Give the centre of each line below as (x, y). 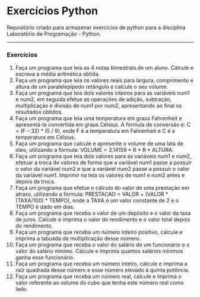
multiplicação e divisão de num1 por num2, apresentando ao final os (99, 106)
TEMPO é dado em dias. (45, 207)
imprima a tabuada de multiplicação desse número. (78, 239)
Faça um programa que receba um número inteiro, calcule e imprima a (101, 264)
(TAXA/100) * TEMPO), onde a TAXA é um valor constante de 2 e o (97, 201)
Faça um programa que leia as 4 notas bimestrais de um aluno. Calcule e (104, 68)
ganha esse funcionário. (45, 258)
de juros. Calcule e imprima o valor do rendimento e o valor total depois (103, 220)
